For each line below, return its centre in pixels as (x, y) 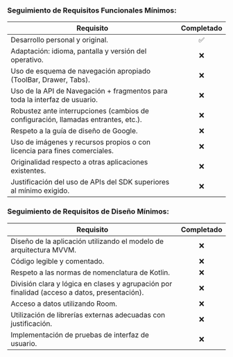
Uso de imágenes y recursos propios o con (81, 142)
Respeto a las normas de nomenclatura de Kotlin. (90, 272)
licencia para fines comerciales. (62, 151)
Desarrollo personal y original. (60, 40)
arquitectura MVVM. (43, 250)
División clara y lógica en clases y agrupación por (92, 284)
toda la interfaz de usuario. (54, 100)
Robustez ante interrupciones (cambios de (80, 111)
